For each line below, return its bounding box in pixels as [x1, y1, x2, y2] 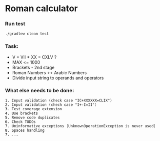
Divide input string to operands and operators [12, 75, 104, 81]
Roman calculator [5, 3, 78, 14]
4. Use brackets [5, 111, 38, 116]
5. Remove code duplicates [5, 115, 60, 120]
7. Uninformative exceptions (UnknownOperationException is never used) [5, 123, 156, 128]
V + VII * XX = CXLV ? [12, 54, 57, 60]
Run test [5, 20, 25, 27]
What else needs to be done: [5, 87, 74, 94]
